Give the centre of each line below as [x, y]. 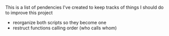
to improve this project [29, 13]
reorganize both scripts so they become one [59, 23]
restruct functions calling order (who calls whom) [65, 28]
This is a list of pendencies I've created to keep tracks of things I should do [84, 7]
